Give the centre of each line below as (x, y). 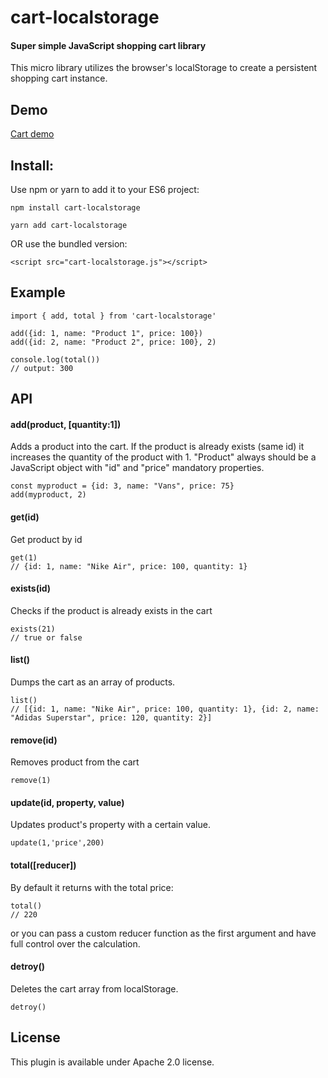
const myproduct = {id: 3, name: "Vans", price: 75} (122, 486)
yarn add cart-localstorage (69, 226)
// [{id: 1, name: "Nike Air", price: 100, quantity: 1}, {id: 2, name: (165, 709)
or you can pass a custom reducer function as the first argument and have (163, 933)
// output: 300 (42, 368)
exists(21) (33, 629)
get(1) (24, 557)
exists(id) (31, 588)
